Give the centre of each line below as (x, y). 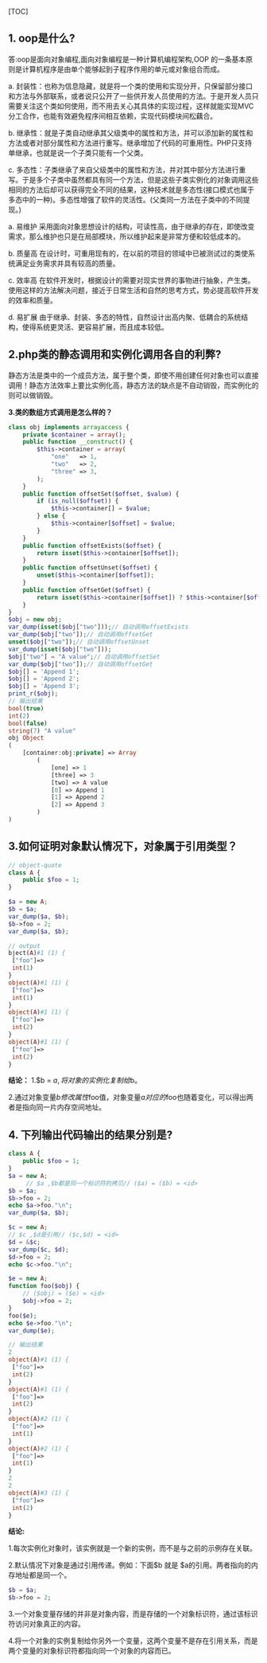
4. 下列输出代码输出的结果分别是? (91, 1135)
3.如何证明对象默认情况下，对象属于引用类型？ (123, 846)
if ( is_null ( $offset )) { (78, 501)
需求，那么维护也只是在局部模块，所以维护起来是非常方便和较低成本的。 (126, 236)
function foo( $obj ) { (44, 1286)
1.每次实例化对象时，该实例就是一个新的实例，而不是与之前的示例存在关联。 (132, 1548)
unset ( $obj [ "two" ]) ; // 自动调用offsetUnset (79, 642)
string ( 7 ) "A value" (43, 731)
